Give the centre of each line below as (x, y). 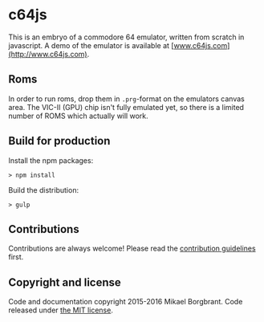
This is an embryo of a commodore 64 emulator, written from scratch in (126, 37)
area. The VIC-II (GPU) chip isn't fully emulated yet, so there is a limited (126, 107)
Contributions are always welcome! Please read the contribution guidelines (132, 249)
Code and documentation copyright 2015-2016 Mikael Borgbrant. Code (126, 302)
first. (16, 257)
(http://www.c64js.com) (48, 54)
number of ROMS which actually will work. (78, 116)
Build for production (59, 141)
